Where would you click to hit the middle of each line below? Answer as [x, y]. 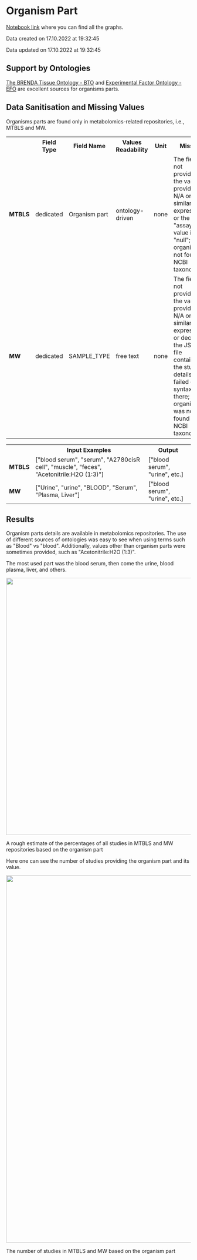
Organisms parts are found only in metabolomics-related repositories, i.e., [95, 121]
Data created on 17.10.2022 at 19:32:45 [53, 38]
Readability [132, 149]
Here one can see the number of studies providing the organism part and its [98, 861]
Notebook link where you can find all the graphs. [65, 27]
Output [168, 450]
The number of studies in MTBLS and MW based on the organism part [91, 1251]
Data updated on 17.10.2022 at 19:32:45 [54, 50]
